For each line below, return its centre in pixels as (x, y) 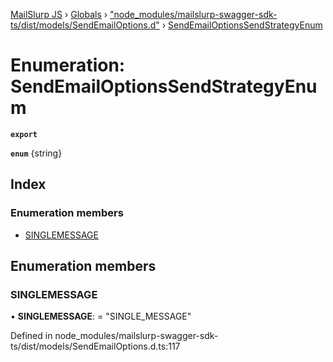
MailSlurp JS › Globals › (59, 14)
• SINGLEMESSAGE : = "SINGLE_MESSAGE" (101, 316)
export (24, 134)
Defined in (31, 336)
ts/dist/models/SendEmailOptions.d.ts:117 (95, 346)
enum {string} (36, 153)
